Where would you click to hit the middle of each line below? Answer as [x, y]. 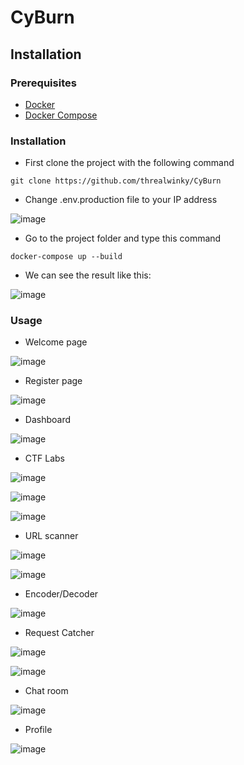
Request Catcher [59, 633]
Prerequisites [43, 83]
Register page [53, 381]
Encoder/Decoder [61, 594]
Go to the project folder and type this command [123, 238]
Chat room [46, 691]
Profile [38, 730]
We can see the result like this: [88, 275]
